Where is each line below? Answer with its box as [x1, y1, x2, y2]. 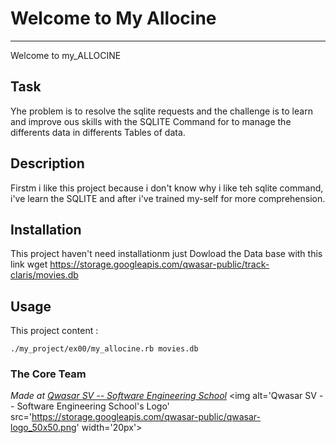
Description [10, 155, 85, 172]
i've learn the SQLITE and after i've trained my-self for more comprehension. [10, 192, 326, 204]
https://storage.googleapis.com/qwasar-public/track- [49, 258, 270, 271]
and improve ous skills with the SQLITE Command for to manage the [10, 115, 292, 127]
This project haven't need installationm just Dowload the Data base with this [10, 248, 323, 260]
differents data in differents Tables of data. [10, 126, 186, 138]
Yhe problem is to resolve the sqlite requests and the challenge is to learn [10, 105, 313, 117]
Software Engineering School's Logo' [16, 400, 170, 412]
